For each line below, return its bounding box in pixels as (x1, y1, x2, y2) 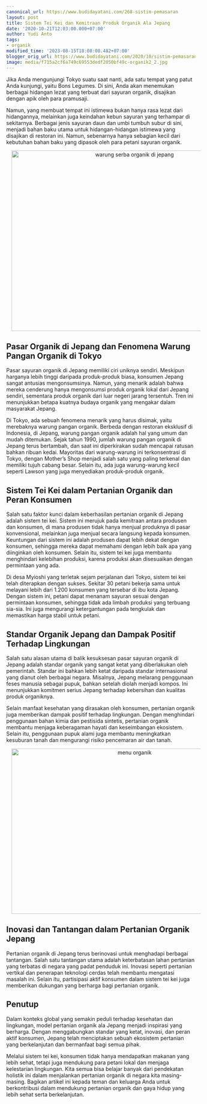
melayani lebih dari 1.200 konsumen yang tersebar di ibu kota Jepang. (6, 586, 180, 593)
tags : (6, 37, 20, 43)
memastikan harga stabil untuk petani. (6, 612, 101, 619)
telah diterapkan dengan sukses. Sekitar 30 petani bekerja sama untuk (6, 580, 181, 587)
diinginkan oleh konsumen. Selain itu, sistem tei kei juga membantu (6, 549, 172, 556)
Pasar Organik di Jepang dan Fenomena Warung (6, 341, 191, 352)
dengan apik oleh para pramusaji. (6, 94, 89, 102)
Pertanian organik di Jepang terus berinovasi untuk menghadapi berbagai (6, 949, 188, 957)
